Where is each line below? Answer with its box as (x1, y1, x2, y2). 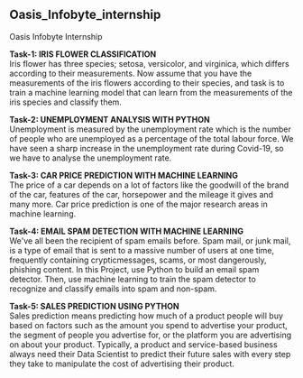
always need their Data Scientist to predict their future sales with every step (9, 348, 291, 359)
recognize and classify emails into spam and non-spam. (9, 283, 217, 294)
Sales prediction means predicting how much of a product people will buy (9, 310, 284, 321)
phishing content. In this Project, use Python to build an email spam (9, 263, 260, 274)
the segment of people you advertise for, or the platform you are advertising (9, 329, 292, 340)
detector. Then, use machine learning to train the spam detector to (9, 273, 257, 284)
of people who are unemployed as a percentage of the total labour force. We (9, 133, 294, 143)
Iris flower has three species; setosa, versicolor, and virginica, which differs (9, 58, 290, 69)
